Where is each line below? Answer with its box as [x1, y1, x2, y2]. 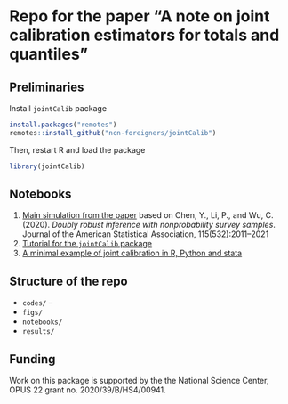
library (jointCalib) [9, 162, 86, 171]
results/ [21, 327, 55, 336]
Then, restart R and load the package [9, 144, 146, 155]
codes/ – [21, 297, 53, 308]
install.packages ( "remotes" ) [9, 120, 117, 129]
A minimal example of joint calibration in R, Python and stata [21, 247, 243, 259]
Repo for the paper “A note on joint [9, 6, 270, 27]
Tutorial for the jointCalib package [21, 238, 153, 249]
